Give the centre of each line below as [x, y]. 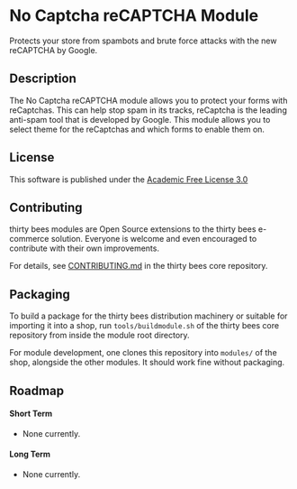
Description [43, 79]
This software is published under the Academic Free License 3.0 [129, 179]
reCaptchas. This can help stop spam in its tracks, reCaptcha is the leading [148, 110]
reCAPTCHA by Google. [54, 50]
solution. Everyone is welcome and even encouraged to [154, 239]
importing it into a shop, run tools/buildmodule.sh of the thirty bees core [144, 326]
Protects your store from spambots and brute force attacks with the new [143, 41]
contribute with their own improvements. [85, 248]
